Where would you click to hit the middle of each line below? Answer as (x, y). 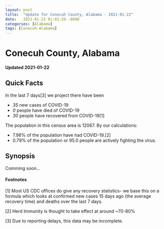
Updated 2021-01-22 (27, 67)
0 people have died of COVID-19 (46, 110)
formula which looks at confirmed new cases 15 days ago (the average (78, 196)
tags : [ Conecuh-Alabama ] (31, 29)
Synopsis (20, 156)
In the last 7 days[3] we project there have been (55, 95)
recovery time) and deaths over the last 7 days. (54, 201)
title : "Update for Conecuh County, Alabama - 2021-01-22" (69, 15)
